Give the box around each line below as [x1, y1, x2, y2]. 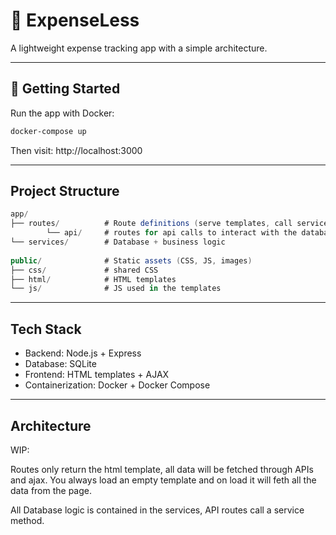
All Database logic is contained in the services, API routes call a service [10, 504, 305, 516]
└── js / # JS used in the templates [10, 284, 222, 294]
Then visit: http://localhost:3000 [10, 144, 143, 156]
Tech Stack [10, 320, 82, 338]
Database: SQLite [24, 358, 97, 370]
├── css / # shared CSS [10, 265, 159, 275]
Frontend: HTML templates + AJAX [24, 369, 170, 381]
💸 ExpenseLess [10, 9, 140, 32]
